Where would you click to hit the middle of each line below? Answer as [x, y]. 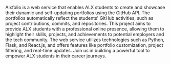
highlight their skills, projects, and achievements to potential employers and [85, 34]
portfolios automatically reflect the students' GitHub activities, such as [79, 18]
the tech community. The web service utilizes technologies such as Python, [85, 40]
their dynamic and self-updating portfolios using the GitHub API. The [78, 13]
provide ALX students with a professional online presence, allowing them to [85, 29]
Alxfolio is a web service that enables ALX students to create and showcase [85, 7]
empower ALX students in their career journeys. [56, 56]
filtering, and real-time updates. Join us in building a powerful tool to [78, 51]
